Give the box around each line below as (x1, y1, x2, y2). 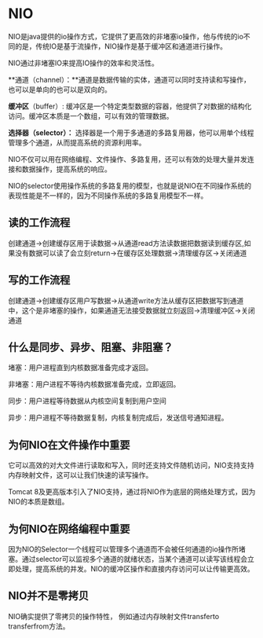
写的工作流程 (8, 273, 71, 287)
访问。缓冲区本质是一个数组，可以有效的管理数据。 (8, 111, 174, 120)
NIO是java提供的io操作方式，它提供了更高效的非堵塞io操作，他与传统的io (8, 31, 244, 41)
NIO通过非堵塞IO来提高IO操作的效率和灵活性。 (8, 58, 159, 68)
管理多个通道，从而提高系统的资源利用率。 (8, 137, 146, 147)
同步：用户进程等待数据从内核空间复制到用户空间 (8, 396, 166, 405)
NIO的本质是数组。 (8, 497, 69, 507)
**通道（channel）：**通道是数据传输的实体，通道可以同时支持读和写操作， (8, 75, 251, 84)
